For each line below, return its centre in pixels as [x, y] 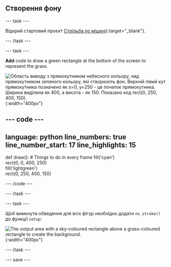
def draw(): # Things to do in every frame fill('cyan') [60, 157]
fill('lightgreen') [22, 168]
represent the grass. [27, 66]
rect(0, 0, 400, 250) [26, 163]
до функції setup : [24, 219]
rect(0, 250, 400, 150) [28, 174]
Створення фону [33, 8]
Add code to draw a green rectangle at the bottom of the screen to [76, 61]
